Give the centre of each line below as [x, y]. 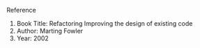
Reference [21, 10]
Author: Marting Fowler [50, 31]
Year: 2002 [33, 38]
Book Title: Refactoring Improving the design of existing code [105, 23]
